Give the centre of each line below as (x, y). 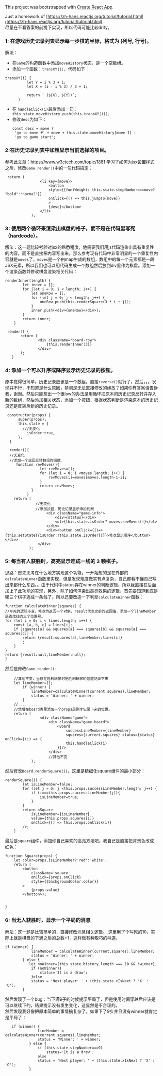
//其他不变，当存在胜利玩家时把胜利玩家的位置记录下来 (61, 679)
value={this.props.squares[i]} (63, 819)
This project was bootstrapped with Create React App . (59, 7)
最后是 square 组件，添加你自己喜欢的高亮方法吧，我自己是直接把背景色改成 (80, 841)
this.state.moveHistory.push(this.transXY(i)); (61, 114)
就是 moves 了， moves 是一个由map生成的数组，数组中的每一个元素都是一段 (82, 259)
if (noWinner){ (46, 968)
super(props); (32, 420)
